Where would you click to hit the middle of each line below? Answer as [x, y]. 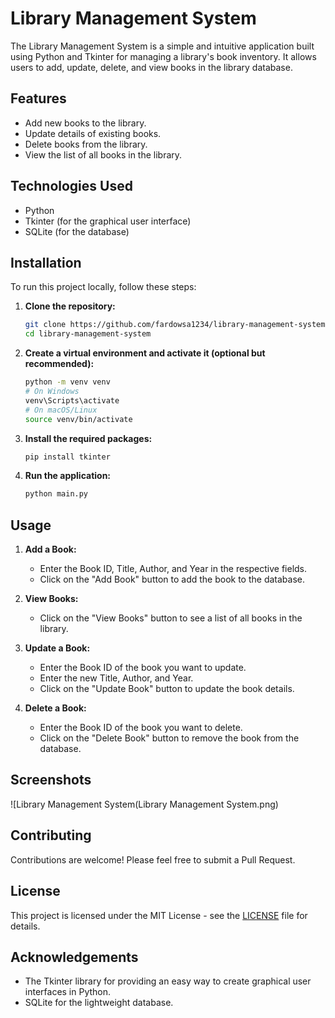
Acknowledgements [74, 957]
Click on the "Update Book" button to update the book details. [167, 689]
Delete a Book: [55, 708]
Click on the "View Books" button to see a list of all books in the [171, 618]
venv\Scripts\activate [72, 400]
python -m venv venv [67, 382]
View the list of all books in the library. [103, 154]
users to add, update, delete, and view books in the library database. [151, 67]
